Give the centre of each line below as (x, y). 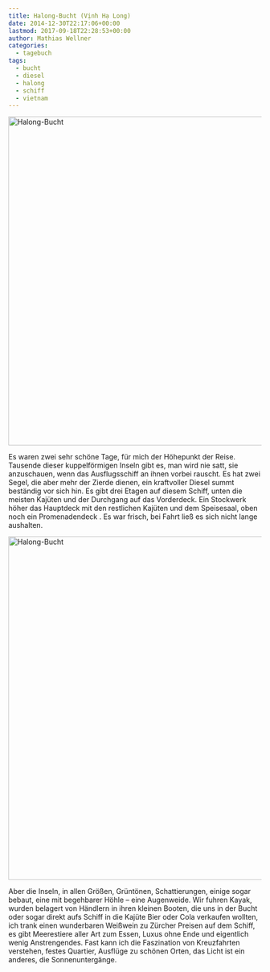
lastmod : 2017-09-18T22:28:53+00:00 (70, 31)
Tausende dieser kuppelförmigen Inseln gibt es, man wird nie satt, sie (123, 465)
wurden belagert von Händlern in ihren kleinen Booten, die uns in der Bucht (133, 908)
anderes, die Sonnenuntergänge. (63, 960)
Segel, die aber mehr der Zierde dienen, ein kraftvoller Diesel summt (121, 483)
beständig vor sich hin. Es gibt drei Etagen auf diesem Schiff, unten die (125, 491)
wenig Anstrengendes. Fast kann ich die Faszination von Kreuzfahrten (124, 943)
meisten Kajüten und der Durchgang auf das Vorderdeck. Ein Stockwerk (127, 500)
